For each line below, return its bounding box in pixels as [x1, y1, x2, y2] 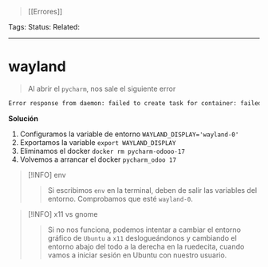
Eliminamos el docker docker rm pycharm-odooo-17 [19, 146, 186, 155]
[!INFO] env [27, 170, 66, 179]
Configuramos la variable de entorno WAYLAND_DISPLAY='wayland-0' [19, 129, 239, 139]
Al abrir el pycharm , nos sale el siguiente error [27, 84, 176, 93]
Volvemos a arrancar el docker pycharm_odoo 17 [19, 155, 177, 164]
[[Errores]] [27, 7, 63, 16]
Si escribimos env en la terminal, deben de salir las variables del [47, 185, 258, 194]
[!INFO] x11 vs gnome [27, 209, 98, 218]
